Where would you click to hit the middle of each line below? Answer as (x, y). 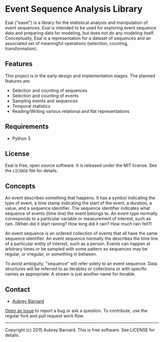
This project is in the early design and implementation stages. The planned (80, 76)
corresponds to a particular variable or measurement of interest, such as (78, 219)
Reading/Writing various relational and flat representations (71, 111)
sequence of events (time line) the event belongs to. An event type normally (81, 213)
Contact (18, 289)
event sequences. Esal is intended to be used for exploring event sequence (81, 27)
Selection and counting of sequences (50, 90)
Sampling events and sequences (45, 101)
